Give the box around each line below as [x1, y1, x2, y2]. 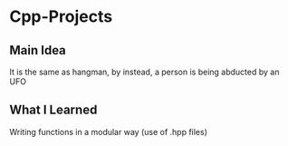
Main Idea [9, 43, 66, 58]
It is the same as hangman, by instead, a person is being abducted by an [9, 66, 280, 77]
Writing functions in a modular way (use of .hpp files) [9, 126, 208, 137]
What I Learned [9, 102, 98, 118]
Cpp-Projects [9, 6, 113, 27]
